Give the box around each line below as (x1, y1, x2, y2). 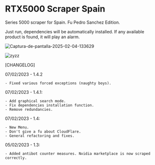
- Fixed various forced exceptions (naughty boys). (5, 81, 111, 86)
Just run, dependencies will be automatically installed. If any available (5, 29, 144, 34)
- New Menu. (5, 125, 29, 130)
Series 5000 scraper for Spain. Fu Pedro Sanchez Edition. (5, 19, 120, 25)
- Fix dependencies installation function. (5, 103, 94, 107)
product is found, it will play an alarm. (5, 34, 80, 40)
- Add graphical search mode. (5, 98, 66, 104)
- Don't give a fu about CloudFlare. (5, 129, 81, 134)
